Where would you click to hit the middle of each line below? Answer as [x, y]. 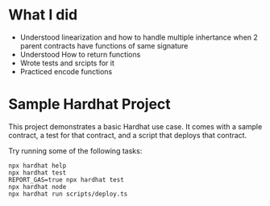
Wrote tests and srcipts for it [67, 63]
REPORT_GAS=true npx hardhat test [66, 179]
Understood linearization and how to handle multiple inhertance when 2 [139, 37]
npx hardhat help [37, 166]
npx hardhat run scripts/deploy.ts [68, 194]
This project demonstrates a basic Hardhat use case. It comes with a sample [135, 126]
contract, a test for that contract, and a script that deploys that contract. [128, 135]
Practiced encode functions [66, 71]
